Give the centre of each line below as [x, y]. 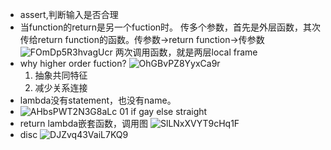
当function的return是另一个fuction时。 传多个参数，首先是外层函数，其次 [170, 27]
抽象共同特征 [61, 75]
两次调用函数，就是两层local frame [186, 52]
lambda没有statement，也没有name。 [98, 100]
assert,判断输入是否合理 [69, 14]
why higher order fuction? [73, 63]
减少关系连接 [61, 87]
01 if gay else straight [163, 111]
